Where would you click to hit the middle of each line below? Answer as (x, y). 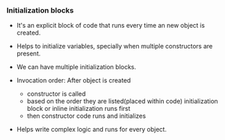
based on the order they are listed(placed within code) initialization (122, 101)
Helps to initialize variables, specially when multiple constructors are (115, 46)
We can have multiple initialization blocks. (76, 67)
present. (28, 53)
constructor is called (56, 94)
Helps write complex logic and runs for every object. (92, 130)
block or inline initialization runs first (78, 109)
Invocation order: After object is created (74, 80)
